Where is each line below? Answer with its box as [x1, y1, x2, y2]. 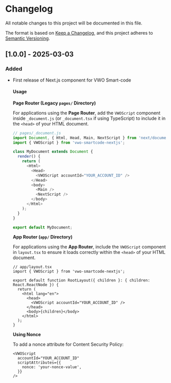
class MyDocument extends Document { [12, 149, 93, 155]
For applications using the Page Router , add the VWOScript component [12, 110, 161, 116]
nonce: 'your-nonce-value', [22, 365, 82, 370]
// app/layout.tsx [12, 265, 52, 270]
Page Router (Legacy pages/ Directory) [12, 100, 96, 106]
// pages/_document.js [12, 131, 61, 136]
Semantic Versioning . [5, 35, 50, 41]
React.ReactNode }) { [12, 283, 59, 288]
